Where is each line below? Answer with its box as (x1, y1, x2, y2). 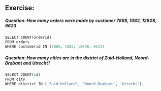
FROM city (5, 77, 26, 82)
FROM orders (5, 40, 30, 45)
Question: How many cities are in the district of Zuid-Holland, (5, 55, 134, 61)
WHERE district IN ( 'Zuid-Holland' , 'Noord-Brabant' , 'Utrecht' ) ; (5, 81, 144, 86)
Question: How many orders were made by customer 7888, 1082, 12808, (5, 17, 157, 23)
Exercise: (5, 4, 34, 12)
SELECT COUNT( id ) (5, 72, 41, 77)
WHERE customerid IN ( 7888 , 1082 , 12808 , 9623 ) (5, 44, 105, 49)
